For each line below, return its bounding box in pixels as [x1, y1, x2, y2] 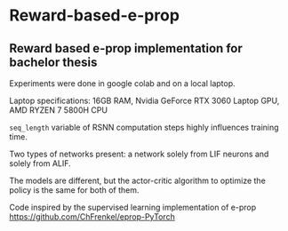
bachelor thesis [9, 54, 98, 69]
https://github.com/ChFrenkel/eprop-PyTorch [9, 211, 175, 222]
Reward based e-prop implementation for [9, 41, 243, 56]
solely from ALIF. [9, 158, 71, 169]
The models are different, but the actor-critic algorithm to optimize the [9, 175, 267, 186]
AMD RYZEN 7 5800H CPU [9, 105, 108, 115]
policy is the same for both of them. [9, 185, 140, 195]
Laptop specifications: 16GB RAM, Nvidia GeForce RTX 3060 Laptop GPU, [9, 95, 280, 106]
